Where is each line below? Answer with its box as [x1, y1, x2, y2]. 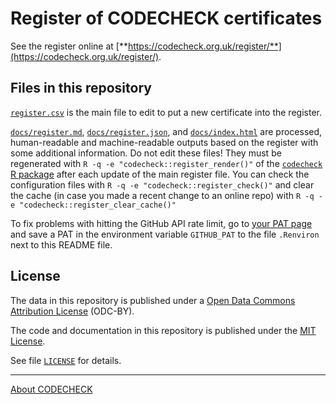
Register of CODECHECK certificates [10, 7, 323, 30]
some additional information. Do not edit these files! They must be [10, 147, 282, 159]
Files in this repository [10, 80, 152, 97]
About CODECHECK [10, 383, 93, 395]
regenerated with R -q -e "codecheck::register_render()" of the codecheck [10, 157, 323, 169]
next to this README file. [10, 238, 113, 251]
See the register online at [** [10, 40, 128, 52]
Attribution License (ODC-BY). [10, 305, 135, 317]
